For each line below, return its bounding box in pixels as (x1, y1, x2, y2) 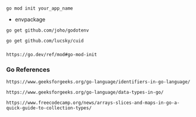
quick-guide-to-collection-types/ (6, 105, 92, 111)
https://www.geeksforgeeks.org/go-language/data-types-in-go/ (6, 90, 164, 96)
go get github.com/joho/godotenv (6, 27, 89, 33)
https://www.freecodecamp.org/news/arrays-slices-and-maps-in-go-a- (6, 100, 180, 106)
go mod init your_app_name (6, 5, 73, 11)
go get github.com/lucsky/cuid (6, 38, 84, 44)
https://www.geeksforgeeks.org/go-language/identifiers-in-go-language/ (6, 79, 191, 85)
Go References (6, 65, 51, 73)
